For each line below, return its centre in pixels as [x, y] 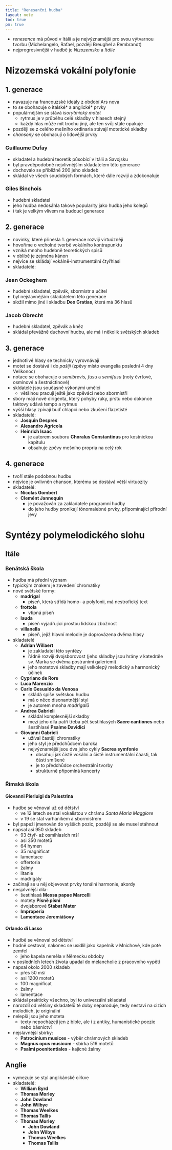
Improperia [32, 911]
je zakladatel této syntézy [55, 650]
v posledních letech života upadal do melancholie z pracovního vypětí [86, 962]
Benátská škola [25, 569]
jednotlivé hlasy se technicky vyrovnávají [56, 360]
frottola [28, 607]
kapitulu [36, 443]
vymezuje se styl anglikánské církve [51, 1077]
